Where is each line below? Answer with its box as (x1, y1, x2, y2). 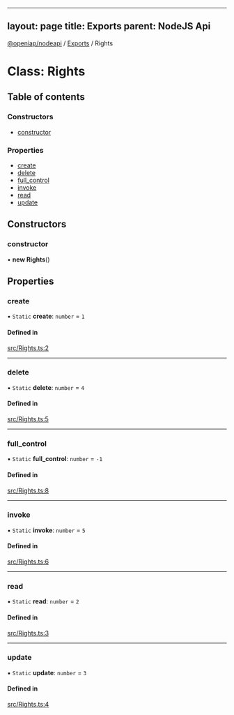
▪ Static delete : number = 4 (7, 383, 85, 391)
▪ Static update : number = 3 (7, 668, 87, 677)
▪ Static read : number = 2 (7, 597, 79, 605)
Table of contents (7, 91, 85, 103)
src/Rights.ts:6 (7, 557, 49, 566)
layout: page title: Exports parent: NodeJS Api (7, 20, 211, 32)
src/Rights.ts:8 (7, 486, 49, 495)
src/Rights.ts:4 (7, 700, 49, 709)
